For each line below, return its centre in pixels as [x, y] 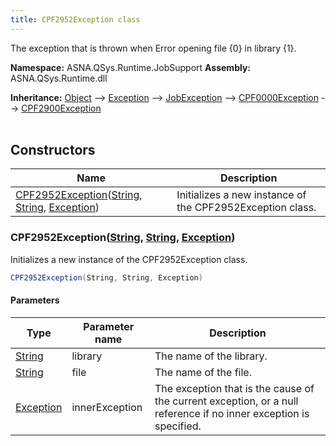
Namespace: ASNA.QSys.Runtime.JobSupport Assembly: [131, 67]
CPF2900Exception [61, 108]
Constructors [53, 150]
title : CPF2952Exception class [75, 19]
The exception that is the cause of [234, 388]
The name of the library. [211, 356]
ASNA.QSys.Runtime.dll [59, 78]
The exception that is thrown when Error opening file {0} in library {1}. [153, 48]
